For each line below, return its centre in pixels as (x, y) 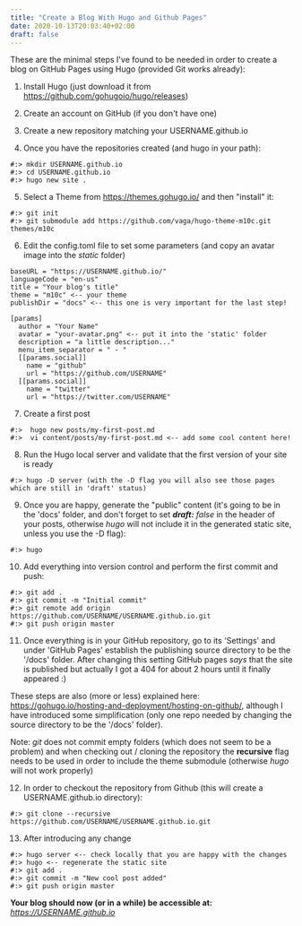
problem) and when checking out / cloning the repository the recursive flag (150, 752)
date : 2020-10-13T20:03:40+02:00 (73, 26)
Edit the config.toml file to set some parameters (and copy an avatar (149, 246)
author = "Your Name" (59, 327)
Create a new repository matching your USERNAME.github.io (136, 131)
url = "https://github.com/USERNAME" (97, 374)
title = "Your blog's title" (65, 288)
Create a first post (56, 414)
